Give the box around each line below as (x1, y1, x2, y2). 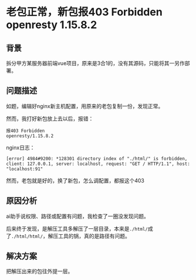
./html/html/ (11, 233, 43, 239)
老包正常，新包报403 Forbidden (6, 5, 163, 19)
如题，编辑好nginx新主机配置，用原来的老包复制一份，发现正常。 (6, 102, 164, 109)
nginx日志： (6, 144, 35, 151)
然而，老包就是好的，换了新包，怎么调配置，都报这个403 (6, 177, 145, 184)
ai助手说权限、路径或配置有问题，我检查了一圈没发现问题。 (6, 212, 150, 220)
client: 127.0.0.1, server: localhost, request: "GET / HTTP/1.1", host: (6, 161, 191, 167)
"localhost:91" (6, 166, 43, 172)
